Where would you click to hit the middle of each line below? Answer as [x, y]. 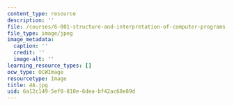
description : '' [31, 20]
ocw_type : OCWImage [36, 72]
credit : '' [29, 53]
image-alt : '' [34, 59]
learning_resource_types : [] [49, 66]
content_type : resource [42, 14]
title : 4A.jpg [28, 85]
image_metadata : [31, 40]
